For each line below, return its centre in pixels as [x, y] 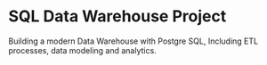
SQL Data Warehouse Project [117, 16]
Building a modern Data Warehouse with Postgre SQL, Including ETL [133, 41]
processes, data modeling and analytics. [82, 50]
